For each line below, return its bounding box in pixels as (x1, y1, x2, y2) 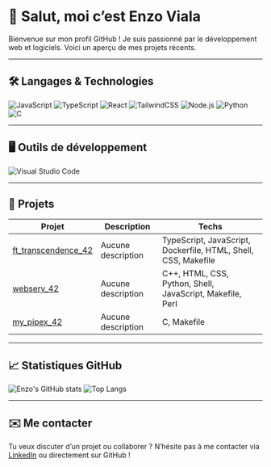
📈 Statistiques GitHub (8, 359, 123, 372)
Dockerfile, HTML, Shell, (161, 245, 254, 256)
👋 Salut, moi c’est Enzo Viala (8, 7, 202, 26)
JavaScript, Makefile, (161, 288, 242, 300)
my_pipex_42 (12, 317, 63, 328)
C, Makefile (161, 317, 206, 328)
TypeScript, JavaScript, (161, 234, 252, 246)
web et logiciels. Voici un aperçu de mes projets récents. (8, 42, 197, 52)
